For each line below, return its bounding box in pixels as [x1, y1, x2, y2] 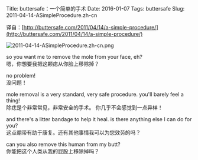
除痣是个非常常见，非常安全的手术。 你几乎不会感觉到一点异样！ [6, 104, 163, 111]
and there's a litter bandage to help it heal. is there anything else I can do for [6, 116, 192, 122]
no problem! [6, 72, 36, 79]
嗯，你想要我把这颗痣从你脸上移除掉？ [6, 61, 99, 67]
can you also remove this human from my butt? [6, 141, 121, 148]
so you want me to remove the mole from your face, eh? [6, 54, 143, 60]
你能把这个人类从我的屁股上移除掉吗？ [6, 148, 99, 155]
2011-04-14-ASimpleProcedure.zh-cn [6, 12, 98, 19]
